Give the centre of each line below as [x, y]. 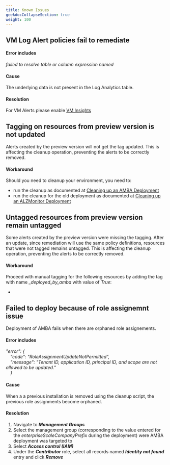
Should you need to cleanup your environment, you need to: [69, 180]
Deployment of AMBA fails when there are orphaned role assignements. [81, 328]
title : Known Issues [28, 10]
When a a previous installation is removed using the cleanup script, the [80, 396]
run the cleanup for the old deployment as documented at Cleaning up [87, 196]
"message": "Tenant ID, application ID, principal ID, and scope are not [84, 362]
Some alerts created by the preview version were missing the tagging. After [85, 238]
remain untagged [34, 225]
